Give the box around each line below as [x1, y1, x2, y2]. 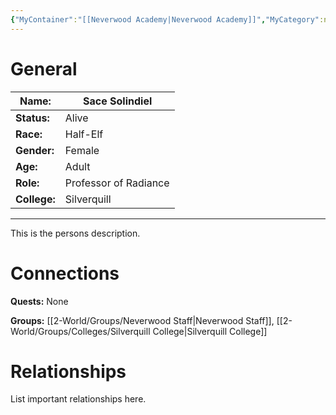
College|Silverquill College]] [152, 325, 268, 337]
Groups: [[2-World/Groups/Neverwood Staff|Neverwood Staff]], [10, 314, 275, 326]
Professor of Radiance [64, 176, 170, 190]
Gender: [15, 143, 55, 157]
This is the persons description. [10, 227, 141, 239]
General [10, 57, 78, 80]
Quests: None [10, 295, 69, 307]
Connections [10, 262, 120, 285]
